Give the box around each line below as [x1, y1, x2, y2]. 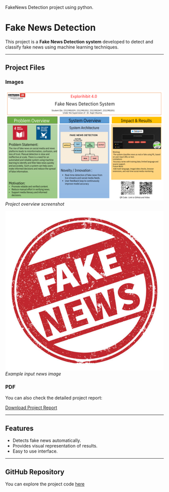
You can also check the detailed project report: [5, 395, 103, 401]
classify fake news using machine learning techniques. [5, 44, 119, 50]
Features [5, 424, 34, 432]
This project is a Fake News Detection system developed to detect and [5, 38, 153, 44]
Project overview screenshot [5, 201, 64, 207]
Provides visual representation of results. [12, 443, 98, 449]
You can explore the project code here [5, 481, 84, 487]
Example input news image [5, 371, 61, 377]
